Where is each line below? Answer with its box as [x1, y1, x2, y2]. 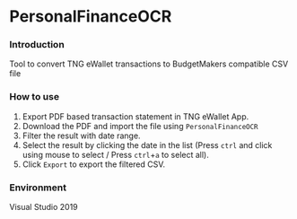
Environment [9, 181, 67, 194]
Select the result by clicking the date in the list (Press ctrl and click [22, 139, 273, 150]
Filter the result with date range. [22, 130, 141, 141]
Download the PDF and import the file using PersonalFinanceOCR [22, 120, 258, 131]
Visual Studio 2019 [9, 202, 78, 213]
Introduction [9, 39, 65, 51]
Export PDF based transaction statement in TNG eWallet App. [22, 110, 249, 122]
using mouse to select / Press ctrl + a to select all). [22, 149, 209, 160]
